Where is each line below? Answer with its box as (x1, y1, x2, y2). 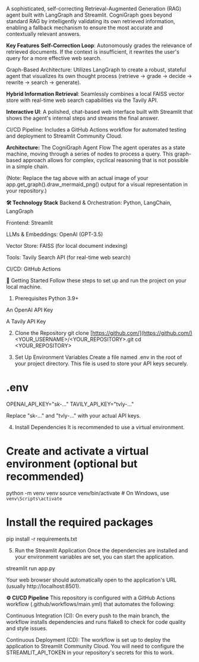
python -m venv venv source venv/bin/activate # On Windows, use (6, 489, 169, 496)
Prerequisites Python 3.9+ (14, 295, 79, 302)
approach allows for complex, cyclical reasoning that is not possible (23, 157, 189, 163)
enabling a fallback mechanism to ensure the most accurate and (6, 24, 163, 31)
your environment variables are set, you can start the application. (14, 553, 175, 560)
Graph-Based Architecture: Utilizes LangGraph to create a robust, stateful (6, 66, 187, 73)
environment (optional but (6, 457, 138, 471)
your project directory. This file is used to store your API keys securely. (14, 360, 188, 367)
